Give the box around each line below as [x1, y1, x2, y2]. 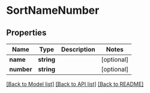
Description [61, 46, 95, 53]
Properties [6, 28, 47, 38]
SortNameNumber [6, 4, 100, 17]
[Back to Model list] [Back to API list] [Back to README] [6, 80, 144, 88]
